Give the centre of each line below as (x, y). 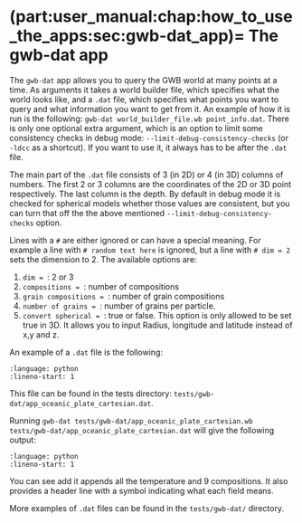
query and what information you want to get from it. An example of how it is (150, 109)
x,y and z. (41, 334)
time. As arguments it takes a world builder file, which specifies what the (145, 90)
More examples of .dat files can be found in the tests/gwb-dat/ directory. (147, 508)
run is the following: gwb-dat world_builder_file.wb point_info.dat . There (149, 119)
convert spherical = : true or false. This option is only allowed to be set (157, 315)
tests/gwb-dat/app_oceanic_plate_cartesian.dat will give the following (142, 430)
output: (23, 440)
